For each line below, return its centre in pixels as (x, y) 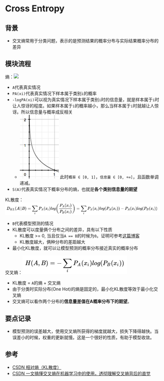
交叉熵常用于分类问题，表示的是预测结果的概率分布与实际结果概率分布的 (85, 41)
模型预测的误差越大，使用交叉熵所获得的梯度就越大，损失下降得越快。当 (85, 331)
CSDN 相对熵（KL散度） (37, 367)
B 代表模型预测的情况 (33, 224)
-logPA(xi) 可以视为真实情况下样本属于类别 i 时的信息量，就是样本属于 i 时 (86, 100)
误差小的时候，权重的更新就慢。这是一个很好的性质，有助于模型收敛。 (83, 338)
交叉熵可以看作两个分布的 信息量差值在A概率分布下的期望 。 (72, 302)
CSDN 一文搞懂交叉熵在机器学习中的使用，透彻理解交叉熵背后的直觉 (81, 373)
